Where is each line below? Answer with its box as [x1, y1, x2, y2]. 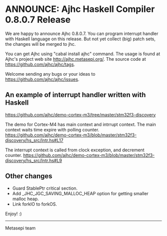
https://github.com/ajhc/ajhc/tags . [5, 61, 76, 67]
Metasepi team [5, 225, 36, 231]
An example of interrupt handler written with [5, 91, 146, 99]
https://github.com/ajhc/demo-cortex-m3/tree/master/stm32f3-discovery [5, 112, 156, 118]
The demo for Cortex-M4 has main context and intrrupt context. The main [5, 121, 157, 127]
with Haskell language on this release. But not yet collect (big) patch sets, [5, 36, 156, 42]
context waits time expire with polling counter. [5, 126, 99, 132]
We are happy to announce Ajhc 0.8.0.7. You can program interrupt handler [5, 30, 159, 36]
